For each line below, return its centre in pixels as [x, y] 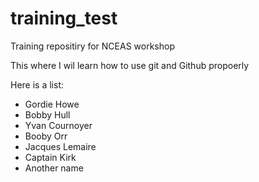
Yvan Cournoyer [58, 125]
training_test [64, 18]
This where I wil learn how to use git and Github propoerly [130, 65]
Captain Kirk [50, 157]
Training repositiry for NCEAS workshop [92, 46]
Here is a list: [37, 84]
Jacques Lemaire [60, 146]
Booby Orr [46, 136]
